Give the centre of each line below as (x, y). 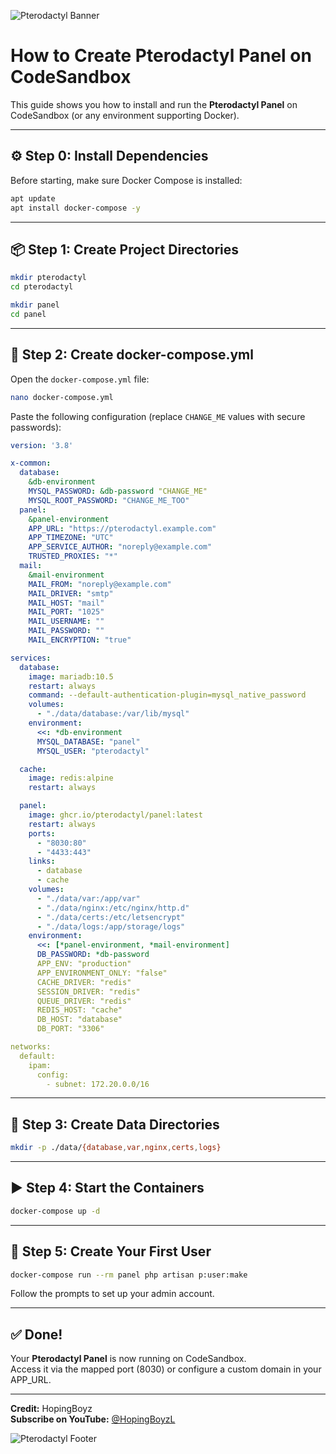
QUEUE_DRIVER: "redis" (84, 1001)
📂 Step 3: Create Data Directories (115, 1124)
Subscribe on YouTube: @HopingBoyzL (93, 1419)
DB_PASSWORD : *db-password (93, 955)
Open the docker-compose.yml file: (80, 379)
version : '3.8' (42, 445)
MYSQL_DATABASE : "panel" (88, 741)
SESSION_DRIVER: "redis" (88, 991)
